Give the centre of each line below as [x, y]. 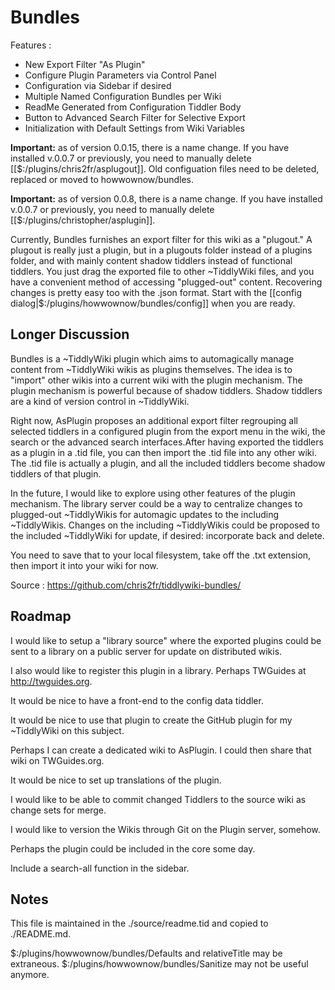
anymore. [30, 975]
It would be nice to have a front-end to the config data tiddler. [137, 700]
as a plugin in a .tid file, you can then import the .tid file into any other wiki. [163, 452]
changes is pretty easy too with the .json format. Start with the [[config [156, 292]
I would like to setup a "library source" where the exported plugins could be [166, 640]
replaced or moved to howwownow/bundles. [102, 179]
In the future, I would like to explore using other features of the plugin [153, 493]
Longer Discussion [70, 334]
